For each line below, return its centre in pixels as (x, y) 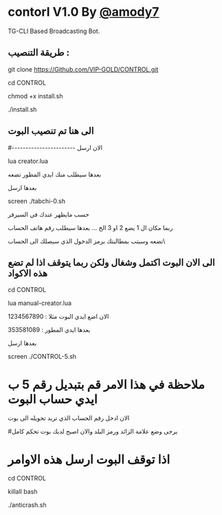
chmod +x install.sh (36, 96)
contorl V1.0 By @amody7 (84, 12)
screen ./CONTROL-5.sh (42, 357)
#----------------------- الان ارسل (55, 147)
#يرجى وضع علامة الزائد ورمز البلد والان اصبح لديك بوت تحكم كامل (93, 432)
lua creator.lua (28, 161)
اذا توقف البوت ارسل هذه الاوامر (89, 459)
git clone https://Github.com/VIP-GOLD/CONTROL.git (83, 69)
